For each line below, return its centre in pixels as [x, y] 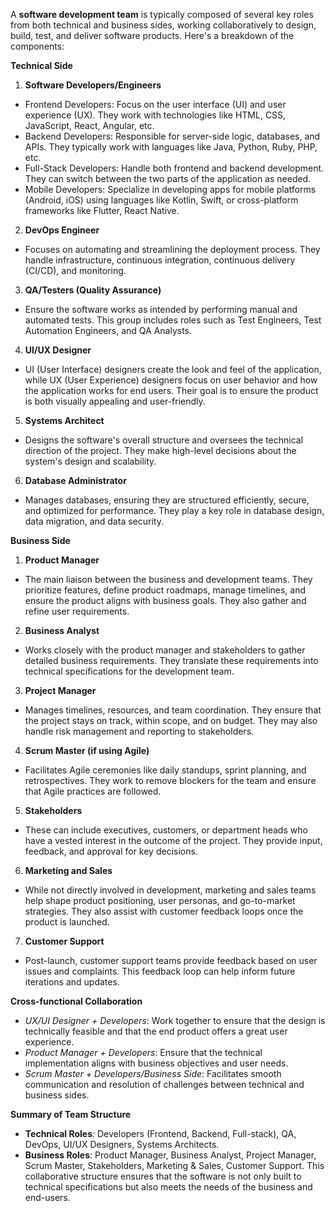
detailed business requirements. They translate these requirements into [171, 660]
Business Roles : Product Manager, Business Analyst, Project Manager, [170, 1155]
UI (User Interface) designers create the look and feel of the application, [173, 369]
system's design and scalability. [90, 461]
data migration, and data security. [94, 521]
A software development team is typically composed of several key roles [162, 14]
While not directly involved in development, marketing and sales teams [170, 890]
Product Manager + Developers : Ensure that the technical [143, 1052]
